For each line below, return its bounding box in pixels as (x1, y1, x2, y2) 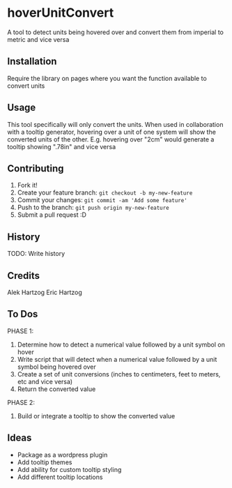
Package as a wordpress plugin (17, 450, 108, 459)
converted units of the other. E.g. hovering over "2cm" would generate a (7, 135, 215, 144)
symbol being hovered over (17, 363, 96, 371)
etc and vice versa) (17, 377, 73, 386)
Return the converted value (17, 385, 96, 393)
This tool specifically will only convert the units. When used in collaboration (7, 120, 224, 128)
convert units (7, 82, 45, 90)
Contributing (7, 162, 64, 174)
